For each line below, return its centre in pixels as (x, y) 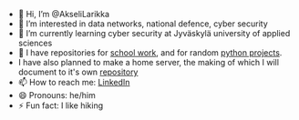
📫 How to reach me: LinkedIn (74, 82)
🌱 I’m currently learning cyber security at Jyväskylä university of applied (154, 33)
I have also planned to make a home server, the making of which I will (149, 62)
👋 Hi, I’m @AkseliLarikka (64, 14)
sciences (35, 43)
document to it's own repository (78, 72)
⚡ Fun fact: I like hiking (61, 105)
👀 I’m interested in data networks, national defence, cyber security (143, 24)
